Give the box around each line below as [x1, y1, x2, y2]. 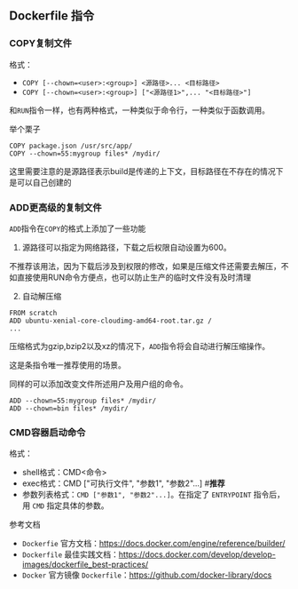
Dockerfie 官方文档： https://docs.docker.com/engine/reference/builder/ [21, 538, 286, 549]
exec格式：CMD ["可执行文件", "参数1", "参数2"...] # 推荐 [21, 478, 226, 489]
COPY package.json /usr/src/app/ [9, 141, 133, 150]
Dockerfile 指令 [9, 8, 95, 24]
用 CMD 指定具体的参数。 [21, 500, 109, 511]
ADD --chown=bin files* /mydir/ [9, 403, 129, 413]
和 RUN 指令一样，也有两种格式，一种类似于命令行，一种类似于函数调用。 [9, 105, 271, 115]
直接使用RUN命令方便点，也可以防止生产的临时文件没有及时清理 [16, 272, 251, 283]
